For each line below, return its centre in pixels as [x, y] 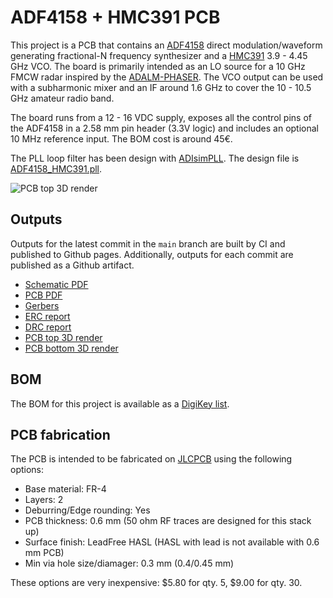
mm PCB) [44, 553]
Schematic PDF [56, 284]
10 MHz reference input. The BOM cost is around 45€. [121, 138]
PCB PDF [43, 295]
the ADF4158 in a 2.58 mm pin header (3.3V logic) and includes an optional [164, 128]
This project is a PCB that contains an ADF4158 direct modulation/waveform [166, 45]
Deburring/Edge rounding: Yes [87, 510]
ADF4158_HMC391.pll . [56, 168]
